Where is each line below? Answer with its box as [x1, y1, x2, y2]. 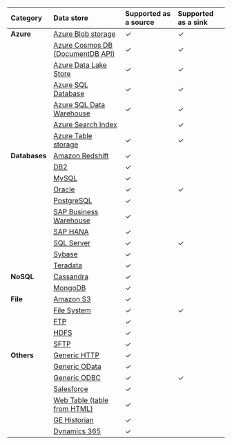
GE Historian [53, 415, 95, 424]
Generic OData [53, 362, 101, 371]
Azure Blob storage [53, 29, 116, 39]
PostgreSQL [53, 196, 93, 205]
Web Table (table [53, 395, 109, 405]
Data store [53, 13, 88, 23]
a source [125, 17, 155, 27]
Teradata [53, 261, 83, 270]
